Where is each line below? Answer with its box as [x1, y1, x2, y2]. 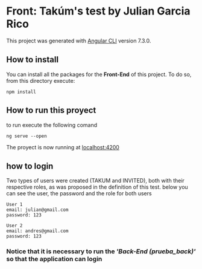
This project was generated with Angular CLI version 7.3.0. [6, 37, 151, 44]
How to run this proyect [6, 105, 96, 115]
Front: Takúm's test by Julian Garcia [6, 4, 191, 18]
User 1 [6, 201, 23, 208]
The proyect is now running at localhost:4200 [6, 143, 119, 151]
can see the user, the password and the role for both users [6, 190, 152, 197]
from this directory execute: [6, 77, 75, 84]
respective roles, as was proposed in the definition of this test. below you [6, 183, 188, 191]
